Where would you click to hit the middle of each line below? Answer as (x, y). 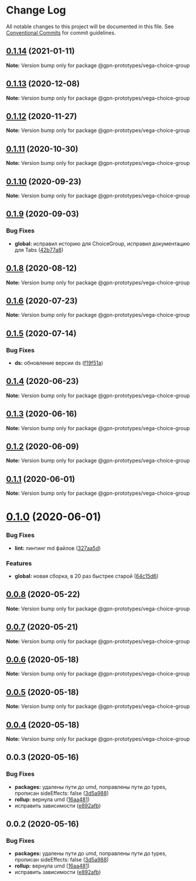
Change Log (36, 10)
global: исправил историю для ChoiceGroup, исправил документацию (102, 244)
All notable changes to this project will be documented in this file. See (90, 26)
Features (19, 563)
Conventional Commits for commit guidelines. (61, 32)
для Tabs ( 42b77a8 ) (39, 249)
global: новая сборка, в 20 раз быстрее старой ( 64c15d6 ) (87, 576)
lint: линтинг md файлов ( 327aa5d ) (58, 548)
